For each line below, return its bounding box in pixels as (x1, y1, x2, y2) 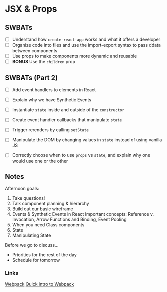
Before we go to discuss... (5, 242, 59, 248)
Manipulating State (12, 232, 51, 238)
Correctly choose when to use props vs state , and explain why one (12, 152, 151, 158)
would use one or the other (12, 158, 68, 164)
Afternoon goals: (5, 186, 40, 192)
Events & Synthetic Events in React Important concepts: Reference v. (12, 211, 154, 217)
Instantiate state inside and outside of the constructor (12, 107, 125, 113)
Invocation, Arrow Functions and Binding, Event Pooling (12, 216, 127, 223)
